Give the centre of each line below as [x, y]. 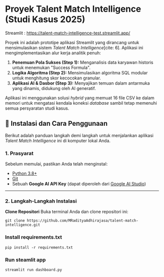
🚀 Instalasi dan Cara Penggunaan [56, 124]
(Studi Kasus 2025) [45, 19]
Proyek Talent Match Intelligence [73, 9]
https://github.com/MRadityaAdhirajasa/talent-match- [82, 221]
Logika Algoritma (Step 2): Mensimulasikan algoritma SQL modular [80, 72]
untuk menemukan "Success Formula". [51, 68]
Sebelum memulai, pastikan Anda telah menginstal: [56, 164]
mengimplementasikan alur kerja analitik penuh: [53, 53]
